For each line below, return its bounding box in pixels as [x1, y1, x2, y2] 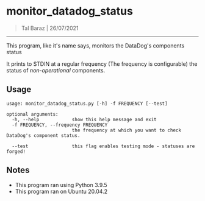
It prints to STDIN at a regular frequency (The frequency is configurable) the [6, 60, 198, 68]
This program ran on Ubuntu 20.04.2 [15, 188, 108, 195]
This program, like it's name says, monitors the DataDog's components [6, 41, 185, 49]
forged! [6, 148, 26, 155]
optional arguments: [6, 111, 59, 117]
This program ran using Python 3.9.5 [15, 181, 108, 188]
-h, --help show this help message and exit [12, 116, 157, 122]
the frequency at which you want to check [71, 127, 182, 133]
